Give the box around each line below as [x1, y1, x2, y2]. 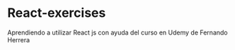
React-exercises [7, 5, 106, 21]
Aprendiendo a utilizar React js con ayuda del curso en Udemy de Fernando [7, 28, 228, 37]
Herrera [7, 35, 30, 44]
